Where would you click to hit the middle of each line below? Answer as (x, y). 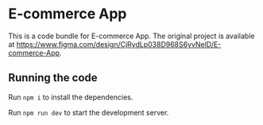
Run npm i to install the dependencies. (71, 97)
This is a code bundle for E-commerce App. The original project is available (131, 36)
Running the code (53, 78)
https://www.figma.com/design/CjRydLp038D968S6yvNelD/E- (119, 44)
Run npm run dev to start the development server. (89, 112)
